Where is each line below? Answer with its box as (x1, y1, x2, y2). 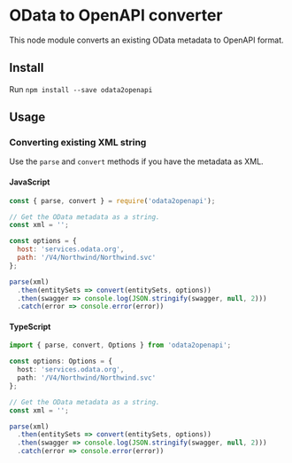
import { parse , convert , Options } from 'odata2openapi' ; (9, 341, 232, 350)
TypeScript (9, 321, 51, 332)
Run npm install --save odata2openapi (9, 83, 153, 94)
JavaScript (9, 177, 50, 187)
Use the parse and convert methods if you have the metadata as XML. (9, 156, 264, 167)
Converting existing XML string (9, 137, 147, 149)
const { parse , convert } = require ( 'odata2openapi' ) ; (9, 196, 216, 205)
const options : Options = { (9, 357, 113, 366)
